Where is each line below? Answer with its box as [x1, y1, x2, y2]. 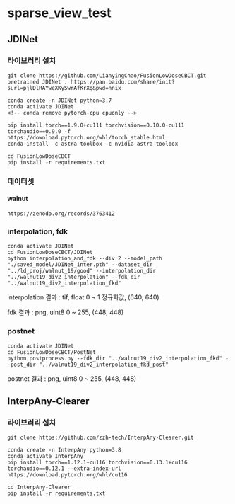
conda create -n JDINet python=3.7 [7, 97, 112, 104]
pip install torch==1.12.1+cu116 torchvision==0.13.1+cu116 [7, 459, 188, 466]
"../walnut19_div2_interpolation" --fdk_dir [7, 274, 140, 281]
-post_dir [7, 361, 37, 368]
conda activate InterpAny [7, 453, 83, 460]
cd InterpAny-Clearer [7, 483, 71, 491]
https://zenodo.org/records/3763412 [7, 210, 115, 217]
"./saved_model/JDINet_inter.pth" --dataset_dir [7, 261, 153, 268]
